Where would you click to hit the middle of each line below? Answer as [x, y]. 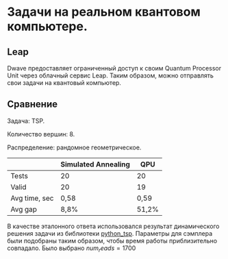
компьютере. [47, 26]
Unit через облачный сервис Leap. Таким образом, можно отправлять [111, 75]
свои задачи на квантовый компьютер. [64, 83]
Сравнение [33, 104]
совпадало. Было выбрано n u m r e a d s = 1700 [72, 249]
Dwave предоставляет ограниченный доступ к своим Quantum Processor [114, 68]
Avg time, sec [32, 198]
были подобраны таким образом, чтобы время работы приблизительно [112, 241]
